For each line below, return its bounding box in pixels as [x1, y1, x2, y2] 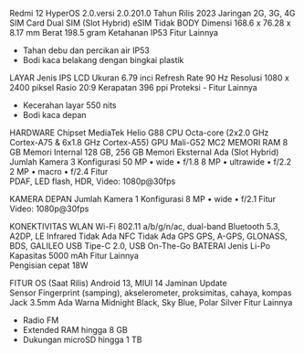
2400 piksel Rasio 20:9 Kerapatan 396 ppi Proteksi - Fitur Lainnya [9, 82, 257, 92]
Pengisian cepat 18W [9, 260, 89, 271]
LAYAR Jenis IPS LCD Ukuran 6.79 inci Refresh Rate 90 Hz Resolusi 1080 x [9, 72, 289, 83]
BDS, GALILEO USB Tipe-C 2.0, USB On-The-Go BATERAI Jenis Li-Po [9, 241, 271, 251]
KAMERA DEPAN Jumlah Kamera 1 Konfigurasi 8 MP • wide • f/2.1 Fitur [9, 194, 277, 204]
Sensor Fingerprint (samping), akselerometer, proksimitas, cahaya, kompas [9, 287, 292, 298]
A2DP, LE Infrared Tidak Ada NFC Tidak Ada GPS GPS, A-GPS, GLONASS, [9, 231, 288, 241]
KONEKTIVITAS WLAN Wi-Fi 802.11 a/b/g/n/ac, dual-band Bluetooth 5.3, [9, 221, 281, 231]
